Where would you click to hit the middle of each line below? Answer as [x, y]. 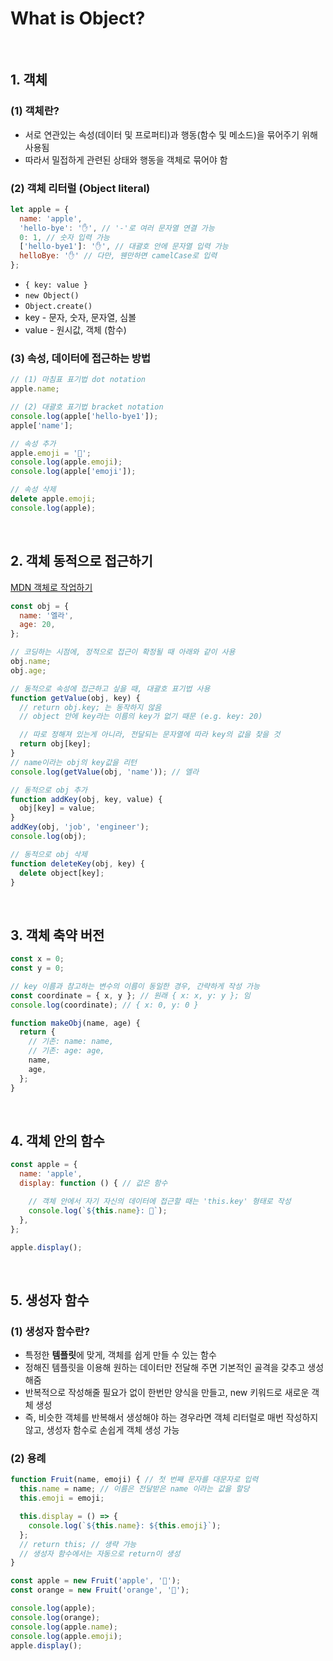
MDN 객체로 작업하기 [51, 587]
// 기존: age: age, [66, 1051]
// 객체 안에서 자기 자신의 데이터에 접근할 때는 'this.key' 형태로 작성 [160, 1202]
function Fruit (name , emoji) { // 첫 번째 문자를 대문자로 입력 [134, 1480]
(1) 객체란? [35, 111]
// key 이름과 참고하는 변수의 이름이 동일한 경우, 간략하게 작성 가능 [135, 986]
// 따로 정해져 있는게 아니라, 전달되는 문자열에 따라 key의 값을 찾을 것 [150, 735]
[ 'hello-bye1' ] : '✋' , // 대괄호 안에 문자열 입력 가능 [124, 247]
